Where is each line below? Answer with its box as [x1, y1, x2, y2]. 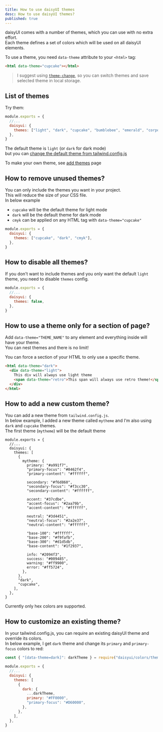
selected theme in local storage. [16, 78, 81, 84]
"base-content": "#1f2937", [26, 544, 83, 549]
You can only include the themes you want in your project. [5, 187, 121, 193]
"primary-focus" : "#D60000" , [26, 700, 86, 705]
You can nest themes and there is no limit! [5, 345, 89, 350]
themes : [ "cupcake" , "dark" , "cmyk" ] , [14, 235, 92, 241]
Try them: [5, 105, 24, 111]
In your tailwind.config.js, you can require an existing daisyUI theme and [5, 630, 149, 636]
